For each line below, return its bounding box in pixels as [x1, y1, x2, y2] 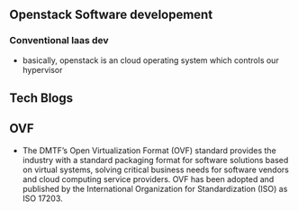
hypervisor [22, 64, 63, 75]
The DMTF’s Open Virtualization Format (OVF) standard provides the [22, 144, 276, 156]
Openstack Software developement [9, 7, 213, 23]
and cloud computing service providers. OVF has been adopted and [22, 173, 275, 184]
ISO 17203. [22, 193, 63, 204]
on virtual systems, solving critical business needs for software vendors [22, 164, 290, 175]
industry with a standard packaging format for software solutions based [22, 154, 289, 165]
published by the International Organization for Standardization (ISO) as [22, 183, 288, 194]
